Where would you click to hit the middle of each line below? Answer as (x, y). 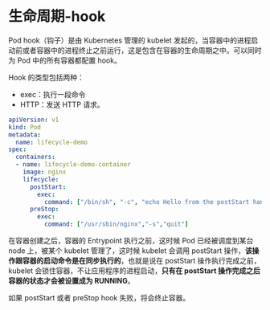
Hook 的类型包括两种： (46, 77)
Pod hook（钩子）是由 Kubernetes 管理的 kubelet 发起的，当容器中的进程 (130, 40)
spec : (17, 149)
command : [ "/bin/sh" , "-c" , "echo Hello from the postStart (147, 202)
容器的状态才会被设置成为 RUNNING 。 (72, 281)
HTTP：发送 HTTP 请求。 (62, 104)
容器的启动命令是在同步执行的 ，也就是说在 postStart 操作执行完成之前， (141, 261)
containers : (36, 157)
